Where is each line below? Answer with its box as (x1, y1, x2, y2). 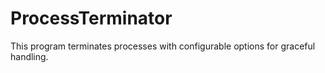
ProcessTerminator (10, 7, 173, 30)
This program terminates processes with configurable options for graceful (10, 40, 316, 52)
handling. (10, 50, 49, 62)
